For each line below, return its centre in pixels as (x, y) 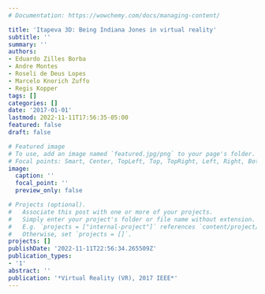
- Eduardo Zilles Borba (47, 59)
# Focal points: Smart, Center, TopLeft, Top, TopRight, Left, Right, (127, 161)
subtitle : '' (30, 37)
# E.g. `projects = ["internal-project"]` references (102, 227)
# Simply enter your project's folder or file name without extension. (132, 219)
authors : (22, 52)
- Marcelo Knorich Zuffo (49, 81)
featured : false (35, 125)
